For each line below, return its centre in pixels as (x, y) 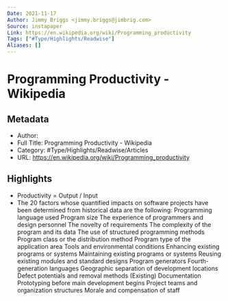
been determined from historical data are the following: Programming (114, 210)
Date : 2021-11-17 (32, 13)
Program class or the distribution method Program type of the (104, 239)
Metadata (28, 119)
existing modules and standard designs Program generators (101, 261)
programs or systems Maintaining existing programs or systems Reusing (119, 254)
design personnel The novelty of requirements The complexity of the (114, 224)
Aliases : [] (24, 45)
